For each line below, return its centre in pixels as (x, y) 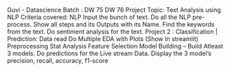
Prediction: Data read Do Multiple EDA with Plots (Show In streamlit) (103, 39)
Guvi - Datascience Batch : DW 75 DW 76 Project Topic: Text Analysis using (114, 10)
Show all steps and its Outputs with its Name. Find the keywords (124, 24)
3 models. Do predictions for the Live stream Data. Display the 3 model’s (109, 53)
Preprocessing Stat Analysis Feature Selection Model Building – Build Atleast (115, 46)
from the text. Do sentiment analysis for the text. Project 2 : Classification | (112, 31)
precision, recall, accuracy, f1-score (58, 60)
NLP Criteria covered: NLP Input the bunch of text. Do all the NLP (99, 17)
